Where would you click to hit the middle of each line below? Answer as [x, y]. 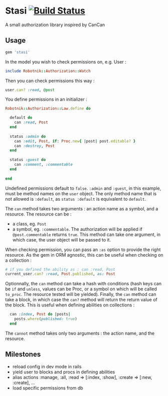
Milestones [23, 354]
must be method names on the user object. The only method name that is [81, 193]
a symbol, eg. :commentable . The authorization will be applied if [77, 229]
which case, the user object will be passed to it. [62, 240]
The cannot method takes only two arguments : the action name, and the [80, 333]
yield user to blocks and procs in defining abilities [64, 372]
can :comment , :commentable [43, 165]
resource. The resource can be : [38, 214]
